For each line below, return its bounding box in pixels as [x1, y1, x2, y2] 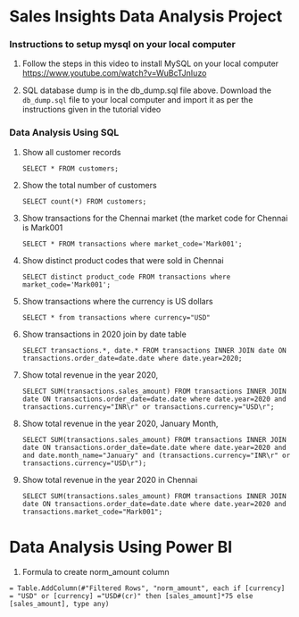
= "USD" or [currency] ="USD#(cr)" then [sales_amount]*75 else [9, 591, 253, 600]
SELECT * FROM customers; [21, 163, 119, 173]
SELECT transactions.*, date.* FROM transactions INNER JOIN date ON [21, 346, 287, 354]
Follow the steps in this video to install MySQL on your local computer [21, 58, 279, 69]
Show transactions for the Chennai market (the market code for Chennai [21, 213, 288, 223]
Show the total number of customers [21, 179, 158, 190]
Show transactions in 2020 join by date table [21, 329, 187, 339]
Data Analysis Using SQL [9, 127, 120, 139]
